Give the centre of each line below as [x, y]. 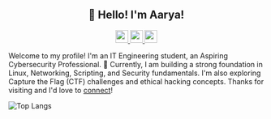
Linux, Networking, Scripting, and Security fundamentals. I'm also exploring [135, 73]
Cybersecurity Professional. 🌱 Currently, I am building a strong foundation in [136, 64]
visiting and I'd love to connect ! [61, 90]
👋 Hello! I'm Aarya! [136, 15]
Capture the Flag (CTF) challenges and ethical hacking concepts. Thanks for [136, 81]
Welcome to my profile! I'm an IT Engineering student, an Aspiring [118, 55]
